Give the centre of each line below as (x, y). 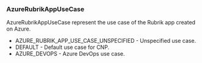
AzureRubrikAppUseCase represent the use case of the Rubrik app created (101, 23)
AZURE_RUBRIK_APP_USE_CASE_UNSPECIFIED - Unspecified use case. (106, 41)
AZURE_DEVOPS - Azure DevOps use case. (70, 54)
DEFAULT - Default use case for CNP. (62, 47)
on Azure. (19, 29)
